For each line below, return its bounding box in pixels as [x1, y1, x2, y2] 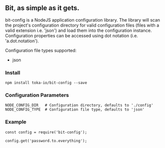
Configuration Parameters [5, 92, 69, 99]
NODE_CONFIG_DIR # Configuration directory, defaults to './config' [5, 103, 154, 108]
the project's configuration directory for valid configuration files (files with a [5, 22, 160, 28]
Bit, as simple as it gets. [5, 4, 80, 12]
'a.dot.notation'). [5, 38, 39, 44]
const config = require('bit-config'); [5, 130, 87, 135]
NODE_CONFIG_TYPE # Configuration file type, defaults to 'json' [5, 107, 145, 112]
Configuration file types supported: [5, 47, 77, 53]
